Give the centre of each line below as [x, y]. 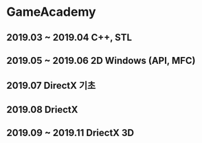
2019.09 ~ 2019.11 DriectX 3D [70, 133]
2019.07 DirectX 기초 [51, 86]
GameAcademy [52, 12]
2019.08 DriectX [42, 110]
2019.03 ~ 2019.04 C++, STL [69, 37]
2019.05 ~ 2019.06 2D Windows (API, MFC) [101, 60]
